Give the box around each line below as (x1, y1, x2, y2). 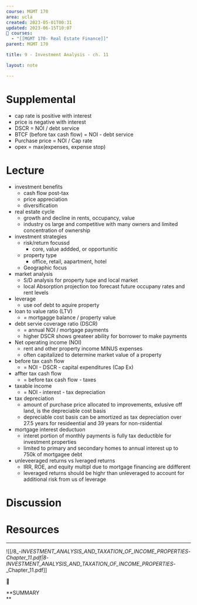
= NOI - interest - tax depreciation (23, 388, 106, 395)
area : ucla (6, 14, 33, 20)
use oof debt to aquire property (23, 301, 100, 308)
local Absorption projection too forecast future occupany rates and (23, 282, 185, 290)
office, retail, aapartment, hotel (32, 258, 107, 265)
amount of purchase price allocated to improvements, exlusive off (23, 401, 183, 408)
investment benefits (14, 183, 63, 190)
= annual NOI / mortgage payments (23, 326, 109, 333)
